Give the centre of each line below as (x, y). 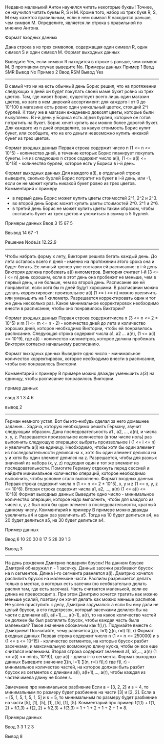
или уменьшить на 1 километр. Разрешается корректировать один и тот (81, 298)
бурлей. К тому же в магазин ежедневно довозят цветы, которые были (79, 112)
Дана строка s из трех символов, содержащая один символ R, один (76, 47)
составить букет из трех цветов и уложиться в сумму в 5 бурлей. (81, 214)
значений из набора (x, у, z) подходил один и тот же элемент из (72, 463)
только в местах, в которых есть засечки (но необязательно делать (76, 584)
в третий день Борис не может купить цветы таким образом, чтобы (83, 208)
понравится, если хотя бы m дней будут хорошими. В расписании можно (82, 287)
